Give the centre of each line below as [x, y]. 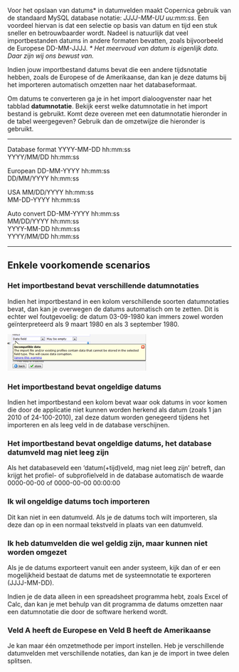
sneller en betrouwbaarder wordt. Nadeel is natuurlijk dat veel [98, 33]
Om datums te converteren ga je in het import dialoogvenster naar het [110, 98]
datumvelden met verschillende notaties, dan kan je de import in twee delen [118, 653]
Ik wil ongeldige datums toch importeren [79, 502]
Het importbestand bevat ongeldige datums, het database [110, 443]
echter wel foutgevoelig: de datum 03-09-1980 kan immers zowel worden [116, 316]
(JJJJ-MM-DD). [31, 582]
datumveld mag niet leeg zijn [58, 452]
